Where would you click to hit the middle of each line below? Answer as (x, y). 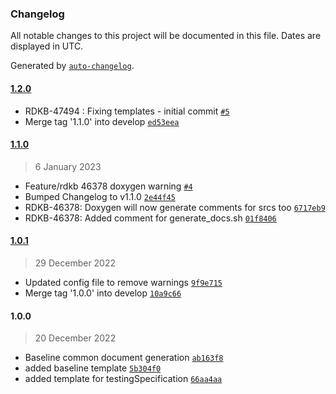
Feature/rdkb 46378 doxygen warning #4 (108, 186)
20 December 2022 (75, 338)
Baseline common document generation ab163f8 (124, 358)
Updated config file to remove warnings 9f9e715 (123, 282)
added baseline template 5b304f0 (93, 368)
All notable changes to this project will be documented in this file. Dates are (166, 36)
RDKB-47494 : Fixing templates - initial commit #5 (127, 111)
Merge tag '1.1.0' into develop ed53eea (102, 121)
